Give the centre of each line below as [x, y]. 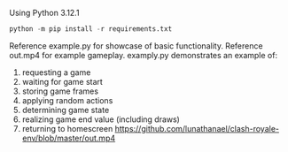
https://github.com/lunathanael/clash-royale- [197, 128]
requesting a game [56, 72]
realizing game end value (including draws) [101, 119]
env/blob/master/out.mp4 [69, 138]
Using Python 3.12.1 [44, 13]
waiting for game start [62, 81]
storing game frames [60, 91]
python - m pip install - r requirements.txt [91, 29]
